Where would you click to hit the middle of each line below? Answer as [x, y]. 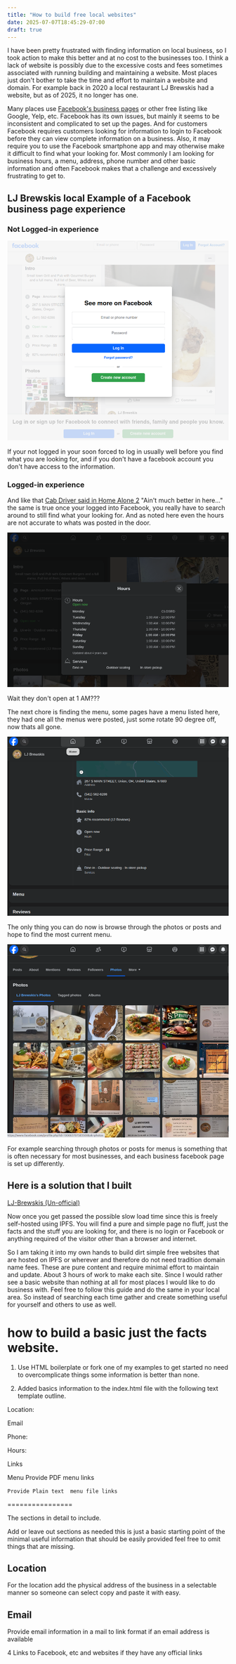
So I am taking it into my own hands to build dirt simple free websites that [113, 1252]
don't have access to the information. [61, 466]
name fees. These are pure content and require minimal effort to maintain [113, 1267]
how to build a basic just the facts [107, 1333]
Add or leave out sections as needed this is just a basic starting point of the [116, 1531]
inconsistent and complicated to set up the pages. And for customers [107, 124]
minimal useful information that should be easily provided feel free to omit [114, 1539]
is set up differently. [36, 1163]
